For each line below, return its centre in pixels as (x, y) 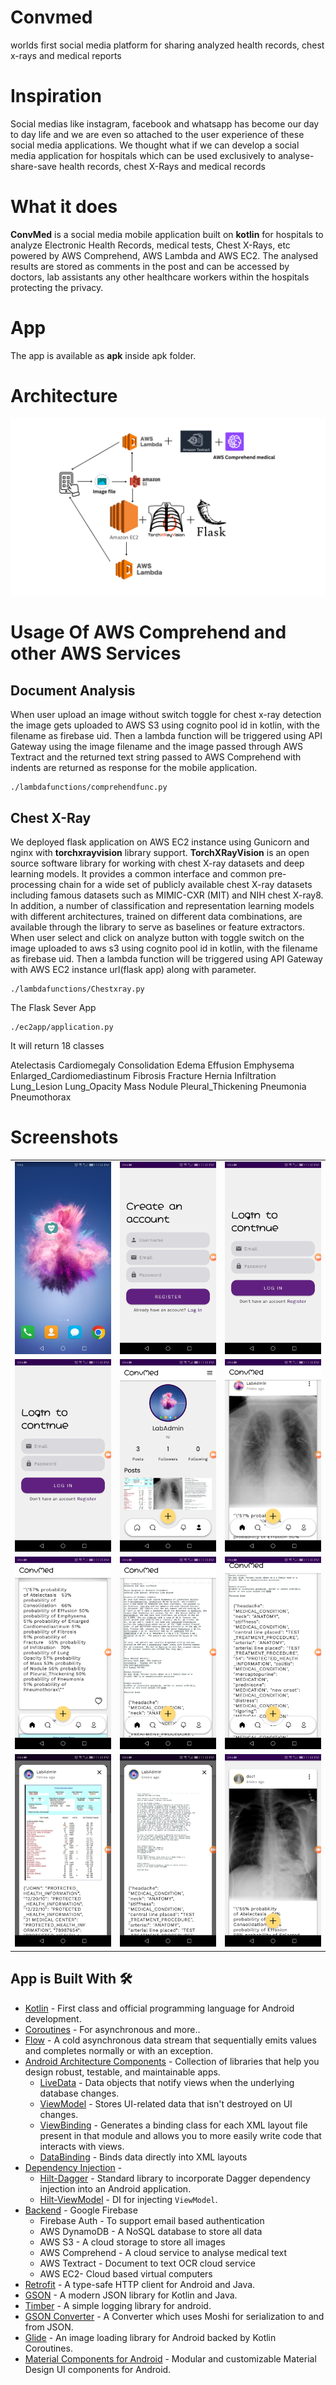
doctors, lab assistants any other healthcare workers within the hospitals (160, 277)
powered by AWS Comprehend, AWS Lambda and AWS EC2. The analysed (164, 255)
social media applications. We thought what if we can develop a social (155, 145)
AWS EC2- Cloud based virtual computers (126, 2273)
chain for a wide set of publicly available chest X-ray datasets (185, 884)
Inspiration (56, 96)
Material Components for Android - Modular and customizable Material (170, 2358)
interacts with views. (82, 2146)
